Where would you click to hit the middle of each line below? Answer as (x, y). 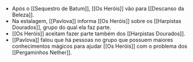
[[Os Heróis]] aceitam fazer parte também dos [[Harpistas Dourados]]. (99, 34)
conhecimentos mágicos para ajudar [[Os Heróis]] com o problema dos (99, 46)
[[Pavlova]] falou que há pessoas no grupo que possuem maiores (92, 40)
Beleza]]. (23, 15)
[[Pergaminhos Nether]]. (42, 52)
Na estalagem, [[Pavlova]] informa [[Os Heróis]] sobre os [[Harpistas (96, 21)
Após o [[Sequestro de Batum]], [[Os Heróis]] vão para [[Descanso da (98, 9)
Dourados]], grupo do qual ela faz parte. (62, 27)
